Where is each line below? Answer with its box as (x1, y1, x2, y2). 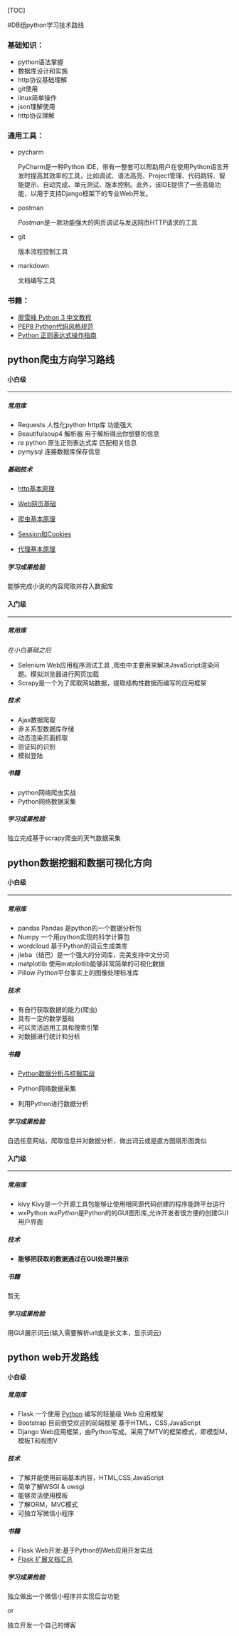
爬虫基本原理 (17, 515, 55, 523)
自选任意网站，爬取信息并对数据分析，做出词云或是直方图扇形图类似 (7, 1136, 207, 1145)
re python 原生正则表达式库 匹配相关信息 (17, 439, 137, 447)
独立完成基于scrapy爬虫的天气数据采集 (7, 834, 121, 842)
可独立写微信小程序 (17, 1508, 75, 1518)
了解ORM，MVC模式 (17, 1500, 78, 1508)
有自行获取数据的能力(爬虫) (17, 1006, 98, 1013)
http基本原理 (17, 484, 55, 493)
